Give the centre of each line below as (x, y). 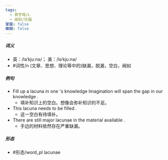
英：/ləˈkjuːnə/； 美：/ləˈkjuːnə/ (45, 59)
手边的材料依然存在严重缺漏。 (51, 126)
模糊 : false (17, 29)
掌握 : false (17, 24)
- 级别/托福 (21, 19)
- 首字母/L (20, 15)
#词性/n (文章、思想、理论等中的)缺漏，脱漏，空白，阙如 (72, 66)
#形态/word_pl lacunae (37, 152)
